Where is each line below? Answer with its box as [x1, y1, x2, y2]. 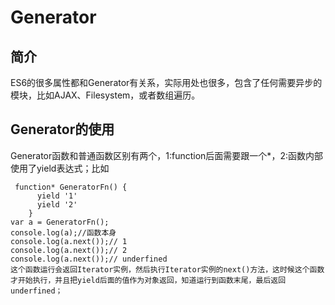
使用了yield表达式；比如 [10, 162, 110, 174]
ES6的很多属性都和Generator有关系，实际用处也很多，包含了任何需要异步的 [10, 77, 323, 88]
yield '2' [36, 199, 78, 210]
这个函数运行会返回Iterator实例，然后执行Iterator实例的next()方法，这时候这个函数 [10, 264, 325, 275]
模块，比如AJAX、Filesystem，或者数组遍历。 [10, 89, 201, 101]
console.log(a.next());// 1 [10, 236, 128, 246]
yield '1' [36, 191, 78, 201]
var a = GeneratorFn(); [10, 217, 110, 227]
